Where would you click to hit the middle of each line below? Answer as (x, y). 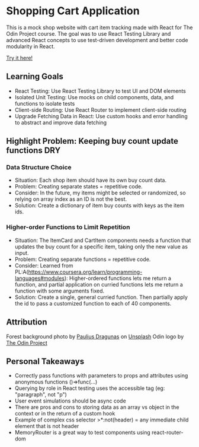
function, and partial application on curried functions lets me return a (99, 284)
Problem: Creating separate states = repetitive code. (79, 187)
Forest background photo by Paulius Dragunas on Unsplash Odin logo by (95, 336)
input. (22, 253)
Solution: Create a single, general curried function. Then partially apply (101, 297)
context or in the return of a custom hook (65, 414)
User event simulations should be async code (70, 401)
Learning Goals (35, 76)
